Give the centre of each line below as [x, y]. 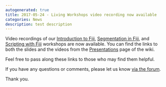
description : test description [39, 24]
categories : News [24, 19]
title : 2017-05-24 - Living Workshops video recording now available [81, 15]
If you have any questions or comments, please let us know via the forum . [83, 69]
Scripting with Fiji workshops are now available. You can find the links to [81, 44]
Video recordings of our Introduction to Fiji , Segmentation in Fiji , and [77, 39]
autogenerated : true [27, 10]
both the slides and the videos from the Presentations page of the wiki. [80, 49]
